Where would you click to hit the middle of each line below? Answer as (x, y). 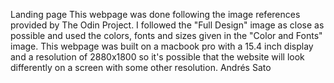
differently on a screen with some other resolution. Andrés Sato (141, 67)
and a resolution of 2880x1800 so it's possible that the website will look (157, 57)
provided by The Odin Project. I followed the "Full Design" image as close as (167, 25)
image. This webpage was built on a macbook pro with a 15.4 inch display (162, 46)
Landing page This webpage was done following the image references (155, 14)
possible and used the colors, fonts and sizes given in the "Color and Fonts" (166, 35)
